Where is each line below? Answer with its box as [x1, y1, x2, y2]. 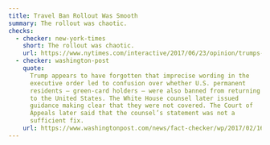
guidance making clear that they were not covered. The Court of [29, 101, 253, 110]
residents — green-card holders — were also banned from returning [29, 86, 261, 95]
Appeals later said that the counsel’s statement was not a [29, 110, 235, 118]
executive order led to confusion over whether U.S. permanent [29, 79, 247, 87]
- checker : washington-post [15, 57, 110, 65]
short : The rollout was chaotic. [22, 42, 135, 50]
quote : [22, 64, 45, 72]
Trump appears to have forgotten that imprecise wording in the [29, 72, 250, 80]
